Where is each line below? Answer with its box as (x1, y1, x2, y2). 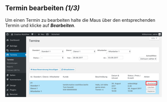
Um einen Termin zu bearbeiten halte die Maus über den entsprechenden (5, 17, 156, 23)
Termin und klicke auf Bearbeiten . (5, 22, 76, 28)
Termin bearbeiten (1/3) (5, 4, 80, 12)
